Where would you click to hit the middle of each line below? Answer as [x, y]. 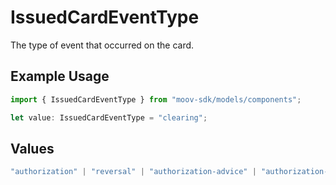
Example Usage [60, 76]
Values [32, 148]
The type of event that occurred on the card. [102, 45]
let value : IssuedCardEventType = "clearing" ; [109, 117]
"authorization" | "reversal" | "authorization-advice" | [133, 172]
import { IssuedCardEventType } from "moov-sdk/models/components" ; [156, 99]
